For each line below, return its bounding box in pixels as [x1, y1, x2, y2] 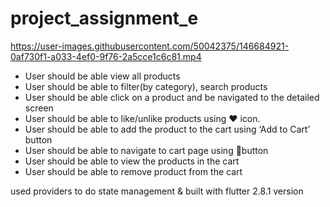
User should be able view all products [24, 70, 181, 82]
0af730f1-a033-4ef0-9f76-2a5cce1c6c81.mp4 [10, 50, 202, 62]
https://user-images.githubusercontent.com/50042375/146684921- [10, 40, 290, 52]
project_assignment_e [10, 7, 199, 30]
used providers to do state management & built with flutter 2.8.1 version [10, 185, 304, 197]
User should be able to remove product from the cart [24, 165, 243, 177]
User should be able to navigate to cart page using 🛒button [24, 144, 269, 156]
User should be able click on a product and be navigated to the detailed [24, 91, 320, 103]
